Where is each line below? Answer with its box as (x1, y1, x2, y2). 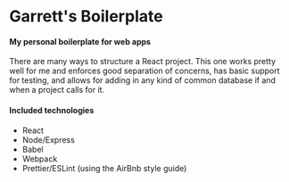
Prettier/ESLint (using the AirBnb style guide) (21, 162, 187, 173)
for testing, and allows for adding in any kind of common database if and (9, 75, 277, 86)
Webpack (21, 153, 58, 164)
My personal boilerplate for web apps (9, 36, 152, 46)
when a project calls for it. (9, 85, 105, 95)
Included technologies (9, 104, 95, 115)
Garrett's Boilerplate (9, 6, 163, 27)
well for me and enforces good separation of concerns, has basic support (9, 65, 280, 77)
